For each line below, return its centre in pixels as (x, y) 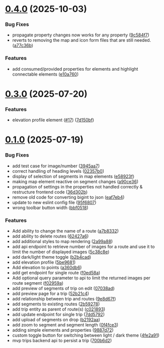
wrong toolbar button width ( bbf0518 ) (50, 208)
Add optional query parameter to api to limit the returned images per (81, 278)
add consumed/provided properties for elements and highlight (75, 69)
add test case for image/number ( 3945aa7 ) (56, 166)
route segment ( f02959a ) (38, 283)
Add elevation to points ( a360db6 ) (47, 268)
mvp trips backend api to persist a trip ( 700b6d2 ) (62, 341)
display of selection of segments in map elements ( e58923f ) (73, 176)
